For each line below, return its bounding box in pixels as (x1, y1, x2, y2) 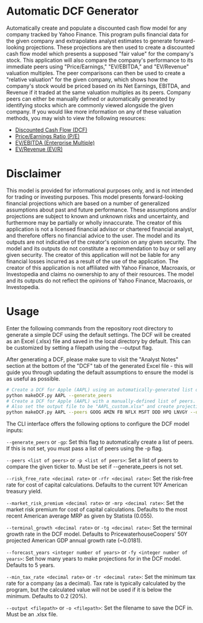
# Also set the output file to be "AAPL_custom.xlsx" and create (6, 404, 174, 410)
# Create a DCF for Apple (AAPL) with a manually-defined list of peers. (6, 398, 196, 404)
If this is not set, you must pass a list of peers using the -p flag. (6, 445, 163, 452)
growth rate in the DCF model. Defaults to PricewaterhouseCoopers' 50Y (6, 530, 188, 538)
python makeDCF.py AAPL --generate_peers (6, 392, 112, 398)
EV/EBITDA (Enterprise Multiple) (14, 139, 95, 146)
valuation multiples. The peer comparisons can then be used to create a (6, 69, 185, 76)
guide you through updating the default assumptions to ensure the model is (6, 368, 194, 376)
